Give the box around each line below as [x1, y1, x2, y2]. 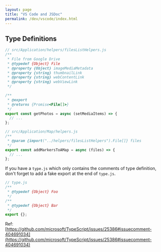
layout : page [5, 7, 32, 12]
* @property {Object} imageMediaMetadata [7, 66, 93, 71]
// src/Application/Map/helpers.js [5, 129, 78, 134]
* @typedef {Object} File [7, 61, 60, 66]
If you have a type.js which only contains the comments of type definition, [5, 166, 157, 171]
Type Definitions [5, 34, 57, 43]
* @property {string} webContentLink [7, 75, 84, 80]
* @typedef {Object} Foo [7, 190, 58, 195]
